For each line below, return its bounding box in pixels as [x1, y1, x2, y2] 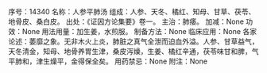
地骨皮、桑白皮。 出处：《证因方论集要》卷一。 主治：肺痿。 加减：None [8, 17, 245, 26]
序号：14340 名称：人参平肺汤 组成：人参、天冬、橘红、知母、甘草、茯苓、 [8, 7, 256, 16]
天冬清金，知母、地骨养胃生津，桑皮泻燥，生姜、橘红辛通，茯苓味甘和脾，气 [8, 47, 259, 56]
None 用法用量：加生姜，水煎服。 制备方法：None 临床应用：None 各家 [21, 27, 257, 36]
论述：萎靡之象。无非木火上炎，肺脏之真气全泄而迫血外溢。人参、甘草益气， [8, 36, 259, 46]
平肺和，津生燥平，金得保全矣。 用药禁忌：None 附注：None [8, 56, 208, 66]
